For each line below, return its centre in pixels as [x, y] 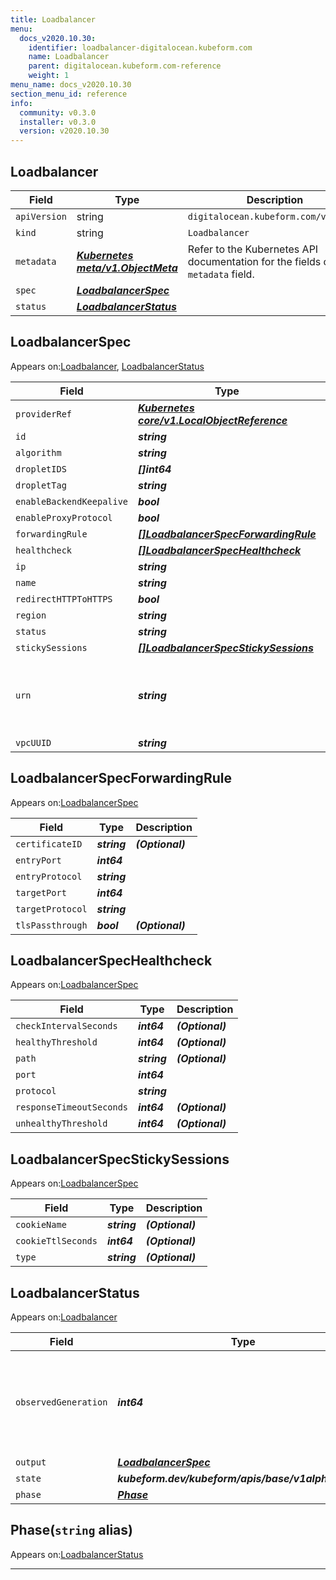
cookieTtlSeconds [56, 1241]
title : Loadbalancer [53, 19]
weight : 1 [49, 76]
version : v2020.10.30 [64, 131]
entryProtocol [49, 876]
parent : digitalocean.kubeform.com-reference [125, 66]
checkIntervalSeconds [66, 1026]
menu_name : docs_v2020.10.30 [71, 85]
